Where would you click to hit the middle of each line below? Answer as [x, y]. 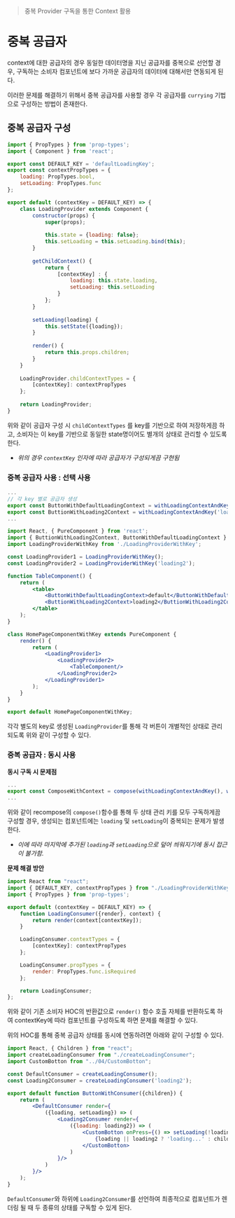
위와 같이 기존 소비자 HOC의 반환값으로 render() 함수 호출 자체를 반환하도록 [111, 1011]
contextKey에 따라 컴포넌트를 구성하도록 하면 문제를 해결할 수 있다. [106, 1020]
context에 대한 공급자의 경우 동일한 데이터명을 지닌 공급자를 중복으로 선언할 [111, 62]
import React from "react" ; [48, 882]
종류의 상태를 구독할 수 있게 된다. [87, 1207]
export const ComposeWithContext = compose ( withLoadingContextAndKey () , [115, 791]
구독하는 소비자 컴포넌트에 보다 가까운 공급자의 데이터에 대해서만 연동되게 [116, 71]
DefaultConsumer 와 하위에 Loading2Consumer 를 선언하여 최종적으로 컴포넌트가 [114, 1198]
